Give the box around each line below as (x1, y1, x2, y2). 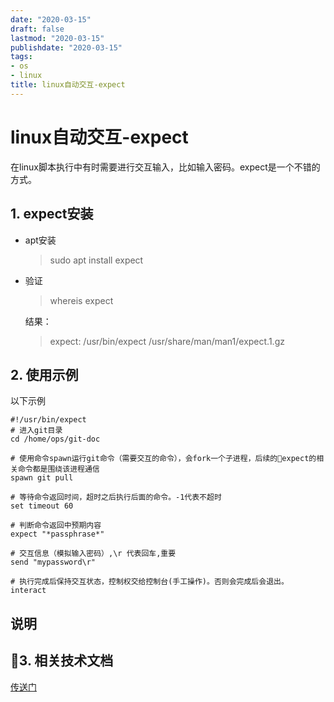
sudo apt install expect (49, 254, 144, 266)
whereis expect (49, 294, 114, 306)
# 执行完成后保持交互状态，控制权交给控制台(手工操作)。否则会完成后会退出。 (10, 577, 289, 587)
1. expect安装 (10, 206, 94, 223)
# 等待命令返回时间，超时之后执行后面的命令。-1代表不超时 (10, 492, 222, 503)
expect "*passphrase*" (10, 529, 105, 540)
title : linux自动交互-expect (10, 80, 126, 90)
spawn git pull (10, 473, 74, 483)
